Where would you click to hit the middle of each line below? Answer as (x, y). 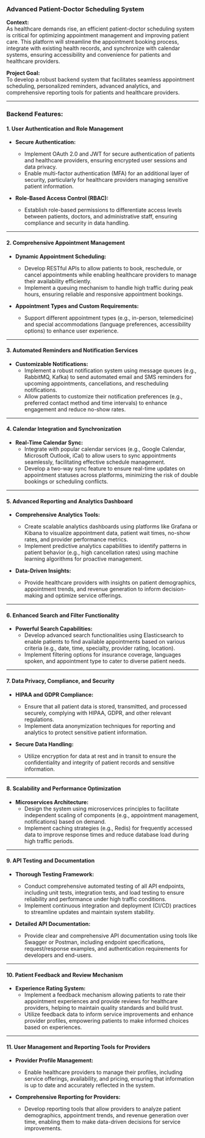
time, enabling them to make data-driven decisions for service (103, 1122)
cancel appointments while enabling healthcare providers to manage (110, 275)
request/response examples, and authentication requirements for (106, 949)
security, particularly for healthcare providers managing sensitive (106, 180)
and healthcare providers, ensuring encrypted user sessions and (106, 160)
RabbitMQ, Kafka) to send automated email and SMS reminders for (108, 376)
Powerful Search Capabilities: (54, 629)
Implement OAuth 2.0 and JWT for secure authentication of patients (110, 154)
